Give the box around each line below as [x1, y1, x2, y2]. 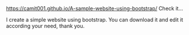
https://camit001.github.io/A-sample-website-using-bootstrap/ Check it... [6, 5, 183, 12]
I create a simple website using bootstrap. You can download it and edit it [6, 16, 184, 23]
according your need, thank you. [6, 23, 85, 29]
